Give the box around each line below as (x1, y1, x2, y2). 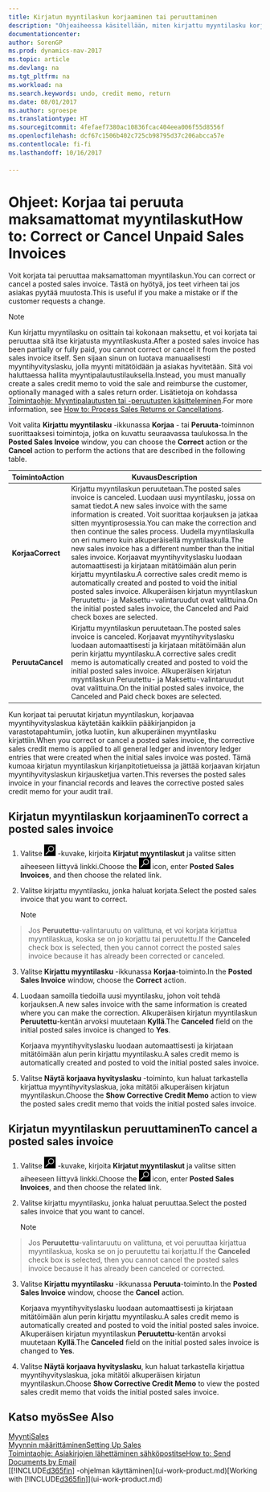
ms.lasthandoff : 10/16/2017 (8, 149, 103, 157)
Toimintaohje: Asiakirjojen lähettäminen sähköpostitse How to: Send (8, 1449, 231, 1458)
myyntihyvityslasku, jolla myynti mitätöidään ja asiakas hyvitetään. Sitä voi (8, 362, 253, 372)
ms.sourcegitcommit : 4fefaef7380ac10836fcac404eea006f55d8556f (8, 123, 225, 132)
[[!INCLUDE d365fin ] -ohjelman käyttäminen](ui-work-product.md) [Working (8, 1465, 258, 1476)
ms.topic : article (8, 56, 70, 64)
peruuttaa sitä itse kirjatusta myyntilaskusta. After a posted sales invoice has (8, 336, 260, 346)
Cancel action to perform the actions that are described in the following (8, 446, 246, 455)
